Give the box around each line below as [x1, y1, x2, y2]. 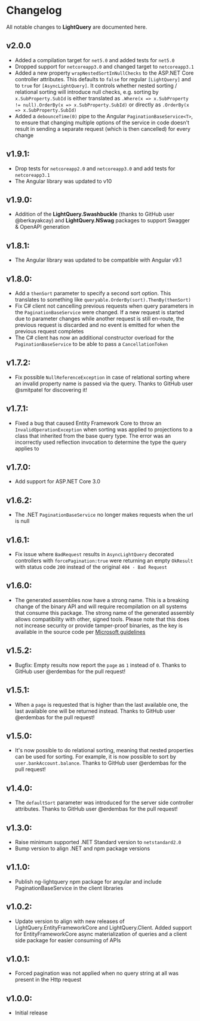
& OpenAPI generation [14, 223, 70, 231]
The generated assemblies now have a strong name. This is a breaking [14, 596, 189, 603]
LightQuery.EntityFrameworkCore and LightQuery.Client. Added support [14, 924, 192, 931]
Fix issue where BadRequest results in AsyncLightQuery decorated [14, 551, 174, 558]
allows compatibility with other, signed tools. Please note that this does [14, 615, 190, 623]
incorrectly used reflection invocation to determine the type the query [14, 439, 187, 446]
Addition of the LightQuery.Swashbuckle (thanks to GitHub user [14, 210, 175, 218]
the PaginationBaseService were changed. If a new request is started [14, 309, 184, 315]
